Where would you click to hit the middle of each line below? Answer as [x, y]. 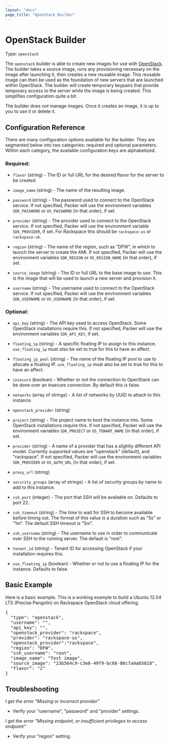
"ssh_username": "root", [41, 653]
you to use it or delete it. [31, 111]
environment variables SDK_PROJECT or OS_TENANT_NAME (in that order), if [86, 431]
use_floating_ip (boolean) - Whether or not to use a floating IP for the [86, 563]
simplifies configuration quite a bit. [41, 96]
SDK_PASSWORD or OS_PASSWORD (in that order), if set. [64, 211]
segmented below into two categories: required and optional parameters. [81, 145]
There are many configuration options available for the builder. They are [80, 140]
